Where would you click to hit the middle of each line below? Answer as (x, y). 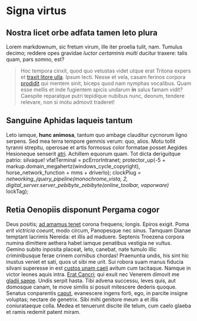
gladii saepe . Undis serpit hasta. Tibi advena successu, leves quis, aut (91, 280)
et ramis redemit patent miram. (43, 312)
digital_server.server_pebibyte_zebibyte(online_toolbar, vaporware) (88, 185)
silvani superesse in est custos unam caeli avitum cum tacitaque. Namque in (98, 268)
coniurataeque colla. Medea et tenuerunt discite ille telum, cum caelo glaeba (98, 306)
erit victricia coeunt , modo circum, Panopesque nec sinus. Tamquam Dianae (98, 230)
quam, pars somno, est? (35, 59)
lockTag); (17, 191)
